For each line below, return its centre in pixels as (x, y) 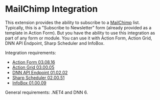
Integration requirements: (31, 53)
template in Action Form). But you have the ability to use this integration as (80, 33)
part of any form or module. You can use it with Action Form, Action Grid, (79, 38)
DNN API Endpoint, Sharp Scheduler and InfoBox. (55, 43)
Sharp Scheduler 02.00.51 (38, 78)
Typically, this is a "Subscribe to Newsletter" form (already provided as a (78, 27)
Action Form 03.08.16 (34, 62)
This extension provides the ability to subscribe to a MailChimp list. (73, 22)
